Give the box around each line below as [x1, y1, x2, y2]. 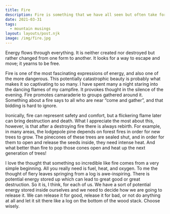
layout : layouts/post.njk [5, 31, 60, 36]
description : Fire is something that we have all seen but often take [5, 12, 157, 17]
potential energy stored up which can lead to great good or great [5, 176, 141, 182]
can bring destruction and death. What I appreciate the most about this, [5, 118, 154, 124]
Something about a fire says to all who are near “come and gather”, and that [5, 97, 163, 103]
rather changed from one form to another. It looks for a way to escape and [5, 55, 160, 61]
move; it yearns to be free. [5, 60, 61, 66]
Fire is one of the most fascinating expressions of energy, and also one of [5, 70, 159, 76]
